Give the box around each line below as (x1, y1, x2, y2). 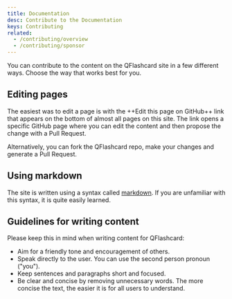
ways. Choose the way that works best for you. (7, 69, 142, 77)
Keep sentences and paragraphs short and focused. (17, 269, 166, 278)
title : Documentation (7, 10, 70, 17)
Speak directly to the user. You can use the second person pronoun (17, 255, 210, 263)
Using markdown (7, 170, 82, 182)
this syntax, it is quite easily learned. (7, 195, 111, 204)
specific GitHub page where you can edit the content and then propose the (7, 122, 222, 130)
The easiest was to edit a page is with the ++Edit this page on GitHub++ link (7, 107, 224, 115)
